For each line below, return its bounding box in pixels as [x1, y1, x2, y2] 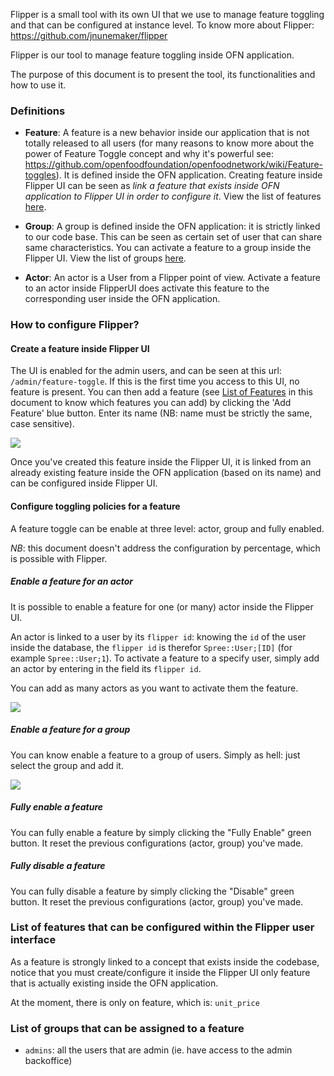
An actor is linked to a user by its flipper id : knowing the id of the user [10, 630, 307, 643]
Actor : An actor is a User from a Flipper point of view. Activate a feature [24, 272, 321, 284]
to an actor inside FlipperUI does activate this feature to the [24, 282, 270, 294]
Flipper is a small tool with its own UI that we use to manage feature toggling [10, 9, 325, 20]
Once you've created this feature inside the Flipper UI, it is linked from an [10, 456, 312, 468]
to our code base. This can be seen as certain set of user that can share [24, 231, 323, 243]
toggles [24, 169, 57, 181]
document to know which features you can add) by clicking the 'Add [10, 397, 292, 409]
